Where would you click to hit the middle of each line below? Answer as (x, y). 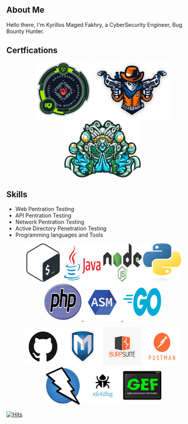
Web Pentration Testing (45, 209)
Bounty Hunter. (25, 31)
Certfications (32, 50)
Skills (17, 195)
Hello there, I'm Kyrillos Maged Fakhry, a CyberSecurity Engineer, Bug (94, 24)
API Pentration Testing (43, 215)
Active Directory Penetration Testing (61, 229)
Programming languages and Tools (59, 235)
